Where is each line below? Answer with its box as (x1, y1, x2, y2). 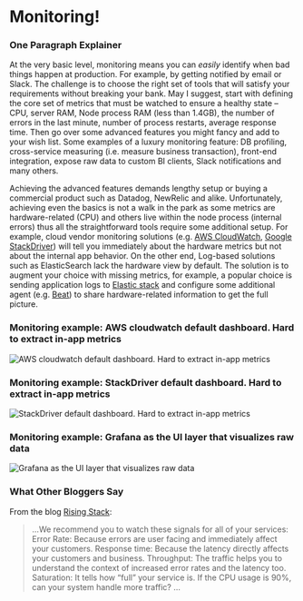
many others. (9, 165, 59, 176)
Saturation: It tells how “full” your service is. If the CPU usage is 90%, (31, 572, 292, 583)
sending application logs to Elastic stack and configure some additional (9, 280, 276, 291)
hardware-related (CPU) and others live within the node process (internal (9, 212, 283, 223)
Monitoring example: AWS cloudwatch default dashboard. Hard (9, 321, 295, 334)
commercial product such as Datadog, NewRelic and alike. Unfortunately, (9, 192, 283, 203)
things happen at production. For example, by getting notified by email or (9, 69, 282, 80)
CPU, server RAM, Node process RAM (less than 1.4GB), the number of (9, 107, 275, 119)
